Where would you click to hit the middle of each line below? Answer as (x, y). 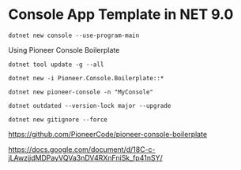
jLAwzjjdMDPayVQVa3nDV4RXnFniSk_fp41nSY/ (86, 157)
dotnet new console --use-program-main (74, 35)
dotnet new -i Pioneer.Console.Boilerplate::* (86, 78)
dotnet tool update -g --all (56, 65)
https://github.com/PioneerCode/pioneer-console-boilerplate (108, 134)
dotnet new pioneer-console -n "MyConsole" (81, 92)
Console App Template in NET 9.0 (121, 15)
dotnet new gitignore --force (58, 120)
